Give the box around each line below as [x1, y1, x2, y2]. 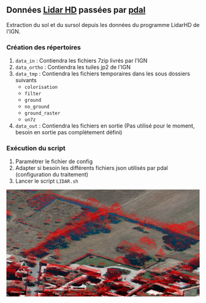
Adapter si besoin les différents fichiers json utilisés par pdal [15, 164, 169, 172]
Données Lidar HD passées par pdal [6, 5, 146, 15]
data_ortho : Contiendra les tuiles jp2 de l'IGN [15, 64, 131, 71]
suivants [15, 77, 37, 84]
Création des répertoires [6, 43, 81, 52]
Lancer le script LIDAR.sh [15, 177, 78, 185]
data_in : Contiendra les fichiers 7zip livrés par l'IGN [15, 57, 148, 64]
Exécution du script [6, 144, 66, 153]
